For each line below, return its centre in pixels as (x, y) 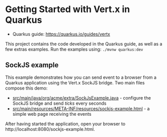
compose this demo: (26, 88)
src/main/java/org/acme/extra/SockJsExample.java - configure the (81, 98)
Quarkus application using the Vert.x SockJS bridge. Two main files (75, 82)
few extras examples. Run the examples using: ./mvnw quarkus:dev (74, 49)
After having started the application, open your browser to (65, 124)
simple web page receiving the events (52, 114)
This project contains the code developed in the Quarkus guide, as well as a (84, 43)
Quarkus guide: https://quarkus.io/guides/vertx (61, 34)
